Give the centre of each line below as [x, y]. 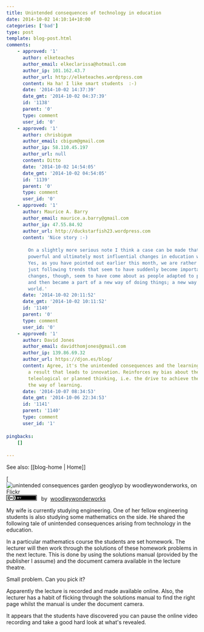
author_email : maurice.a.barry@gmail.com [76, 218]
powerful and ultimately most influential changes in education [111, 257]
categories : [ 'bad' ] [32, 26]
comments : [19, 45]
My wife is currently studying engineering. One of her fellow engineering [97, 510]
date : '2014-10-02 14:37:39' [59, 90]
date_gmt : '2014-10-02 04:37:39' [65, 96]
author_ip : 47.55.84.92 [53, 224]
